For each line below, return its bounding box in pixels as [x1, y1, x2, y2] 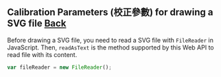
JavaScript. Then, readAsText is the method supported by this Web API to [7, 43, 214, 52]
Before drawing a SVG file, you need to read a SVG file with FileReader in [7, 36, 214, 44]
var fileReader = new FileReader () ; [7, 64, 112, 71]
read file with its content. [7, 50, 78, 58]
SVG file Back [7, 18, 67, 30]
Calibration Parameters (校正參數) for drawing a [7, 6, 213, 19]
